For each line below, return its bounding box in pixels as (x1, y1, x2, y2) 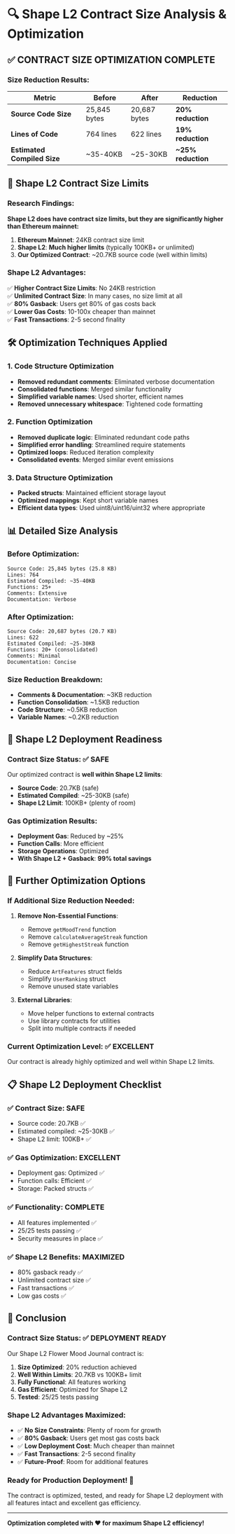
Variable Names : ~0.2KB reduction (17, 713, 119, 721)
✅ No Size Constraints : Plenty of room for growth (17, 1425, 162, 1434)
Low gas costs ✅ (17, 1291, 66, 1300)
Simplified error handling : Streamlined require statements (17, 440, 185, 449)
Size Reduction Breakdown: (7, 675, 104, 684)
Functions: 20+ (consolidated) (7, 647, 99, 654)
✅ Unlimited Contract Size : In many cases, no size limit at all (7, 291, 183, 300)
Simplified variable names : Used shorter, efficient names (17, 392, 184, 401)
